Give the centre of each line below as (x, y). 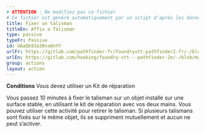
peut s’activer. (24, 124)
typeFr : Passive (27, 40)
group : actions (26, 63)
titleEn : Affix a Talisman (41, 29)
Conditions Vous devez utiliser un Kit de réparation (71, 86)
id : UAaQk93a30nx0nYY (34, 46)
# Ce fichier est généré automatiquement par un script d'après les (95, 18)
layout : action (26, 69)
